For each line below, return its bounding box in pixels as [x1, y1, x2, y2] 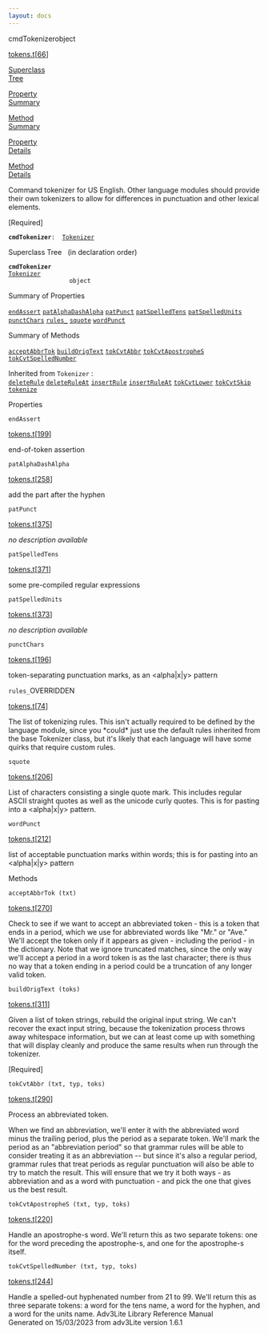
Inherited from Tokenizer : [8, 368, 94, 378]
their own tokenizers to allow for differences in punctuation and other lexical [8, 193, 259, 203]
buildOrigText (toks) [8, 985, 81, 993]
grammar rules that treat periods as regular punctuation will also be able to [8, 1159, 254, 1169]
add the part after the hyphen [8, 490, 106, 499]
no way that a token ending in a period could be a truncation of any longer [8, 961, 253, 971]
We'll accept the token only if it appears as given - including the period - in [8, 936, 254, 945]
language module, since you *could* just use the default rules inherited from [8, 725, 261, 734]
